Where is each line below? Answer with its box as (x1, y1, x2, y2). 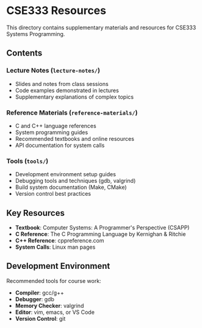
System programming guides (15, 129, 88, 136)
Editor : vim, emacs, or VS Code (15, 308, 95, 316)
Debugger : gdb (15, 295, 55, 302)
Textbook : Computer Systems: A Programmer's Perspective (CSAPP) (15, 224, 190, 232)
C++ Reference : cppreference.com (15, 237, 105, 244)
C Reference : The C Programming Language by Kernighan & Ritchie (15, 230, 186, 238)
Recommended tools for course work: (6, 277, 102, 284)
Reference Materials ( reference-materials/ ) (6, 108, 138, 116)
